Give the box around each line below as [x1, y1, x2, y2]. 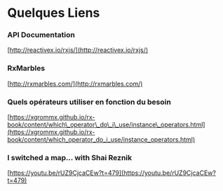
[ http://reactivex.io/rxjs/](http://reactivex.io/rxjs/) [7, 46, 149, 54]
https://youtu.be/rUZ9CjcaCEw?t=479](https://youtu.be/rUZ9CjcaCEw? [9, 169, 216, 177]
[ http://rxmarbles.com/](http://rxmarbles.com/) [7, 79, 143, 88]
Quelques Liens [7, 5, 100, 21]
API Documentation [7, 30, 76, 40]
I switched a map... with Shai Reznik [7, 153, 132, 162]
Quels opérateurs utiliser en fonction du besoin [7, 97, 172, 107]
